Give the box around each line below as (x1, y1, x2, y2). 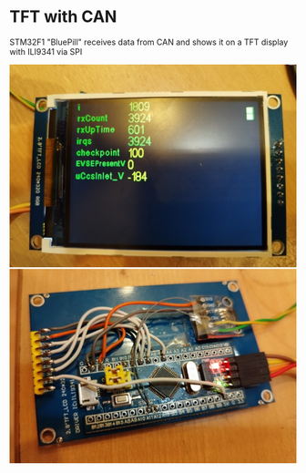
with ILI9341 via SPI (9, 46, 83, 57)
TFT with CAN (9, 6, 117, 27)
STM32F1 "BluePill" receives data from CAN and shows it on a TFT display (9, 36, 289, 47)
